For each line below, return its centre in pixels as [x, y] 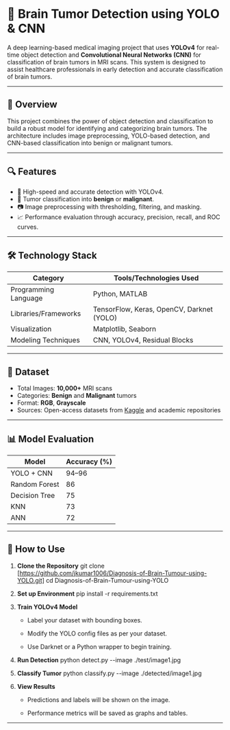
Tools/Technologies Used [156, 278]
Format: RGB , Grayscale [51, 403]
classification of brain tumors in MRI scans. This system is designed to [106, 62]
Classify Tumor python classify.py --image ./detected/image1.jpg [109, 673]
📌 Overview [32, 104]
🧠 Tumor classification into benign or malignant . [85, 199]
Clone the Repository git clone [61, 566]
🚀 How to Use [36, 550]
